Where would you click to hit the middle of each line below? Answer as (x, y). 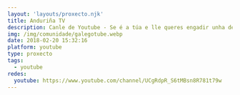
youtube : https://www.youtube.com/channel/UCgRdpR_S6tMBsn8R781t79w (118, 80)
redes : (17, 74)
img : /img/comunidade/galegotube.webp (65, 34)
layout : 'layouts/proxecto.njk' (55, 14)
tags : (15, 61)
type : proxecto (30, 54)
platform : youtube (35, 47)
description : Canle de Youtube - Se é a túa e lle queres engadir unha (116, 27)
